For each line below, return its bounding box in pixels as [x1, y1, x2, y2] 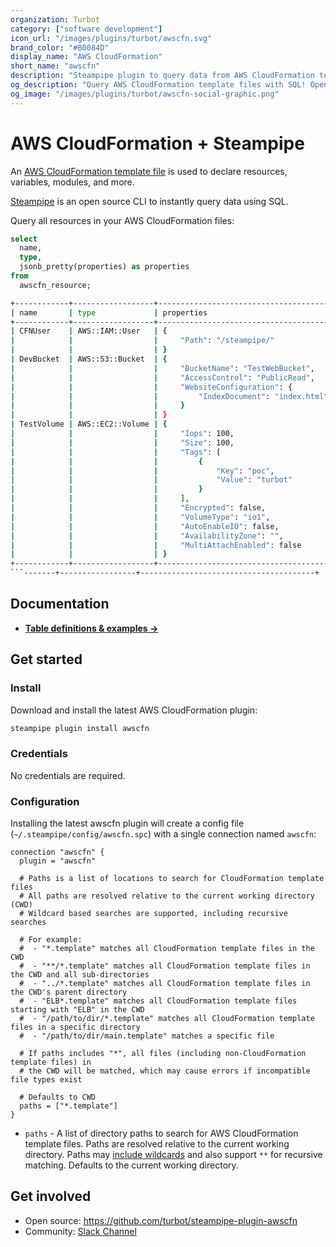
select [10, 234, 38, 244]
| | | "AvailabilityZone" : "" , [10, 531, 284, 541]
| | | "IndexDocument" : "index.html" [10, 391, 329, 401]
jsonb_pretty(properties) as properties [19, 262, 190, 272]
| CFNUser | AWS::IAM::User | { [10, 326, 168, 336]
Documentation [10, 596, 110, 613]
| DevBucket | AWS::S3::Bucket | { [10, 354, 168, 365]
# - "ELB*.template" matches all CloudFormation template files [19, 996, 298, 1006]
